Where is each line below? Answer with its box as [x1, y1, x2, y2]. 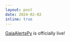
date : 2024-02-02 [5, 12, 42, 17]
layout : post [5, 7, 33, 12]
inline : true [5, 16, 33, 21]
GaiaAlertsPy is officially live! [5, 30, 65, 36]
